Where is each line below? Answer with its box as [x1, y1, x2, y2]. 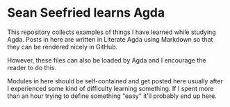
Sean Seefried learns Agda [7, 5, 165, 21]
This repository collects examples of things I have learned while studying [7, 28, 217, 36]
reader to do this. [7, 63, 57, 72]
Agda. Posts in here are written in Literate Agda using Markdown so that [7, 35, 213, 43]
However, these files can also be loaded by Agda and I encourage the [7, 56, 206, 64]
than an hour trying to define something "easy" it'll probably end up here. [7, 92, 217, 100]
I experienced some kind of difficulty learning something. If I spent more [7, 84, 214, 92]
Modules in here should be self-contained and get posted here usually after [7, 76, 224, 85]
